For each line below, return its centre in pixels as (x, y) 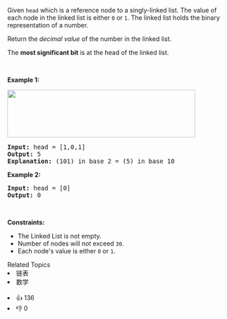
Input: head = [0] (39, 188)
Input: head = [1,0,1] (47, 147)
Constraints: (26, 222)
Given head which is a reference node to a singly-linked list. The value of (112, 10)
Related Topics (29, 265)
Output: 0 (24, 195)
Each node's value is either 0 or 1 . (66, 251)
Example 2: (24, 175)
